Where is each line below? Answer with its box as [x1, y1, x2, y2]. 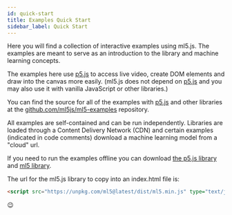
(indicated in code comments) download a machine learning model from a [7, 133, 217, 142]
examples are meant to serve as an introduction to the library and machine [7, 49, 219, 57]
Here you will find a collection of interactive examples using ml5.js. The [7, 42, 209, 50]
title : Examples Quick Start [7, 17, 91, 24]
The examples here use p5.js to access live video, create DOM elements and [7, 70, 225, 78]
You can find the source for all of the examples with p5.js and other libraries [7, 98, 223, 106]
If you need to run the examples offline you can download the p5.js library [7, 154, 217, 162]
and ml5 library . [7, 162, 52, 170]
